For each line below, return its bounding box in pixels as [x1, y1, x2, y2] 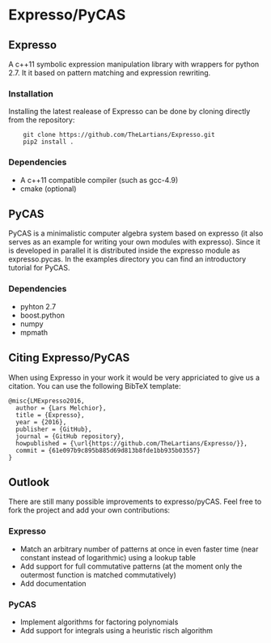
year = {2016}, [15, 418, 67, 426]
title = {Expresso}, [15, 411, 85, 419]
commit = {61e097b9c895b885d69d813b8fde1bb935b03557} [15, 446, 201, 454]
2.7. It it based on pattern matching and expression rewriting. [8, 68, 211, 78]
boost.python [19, 310, 66, 320]
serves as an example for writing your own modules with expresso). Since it [8, 237, 260, 247]
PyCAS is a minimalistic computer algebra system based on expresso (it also [8, 228, 264, 238]
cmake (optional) [19, 184, 77, 194]
